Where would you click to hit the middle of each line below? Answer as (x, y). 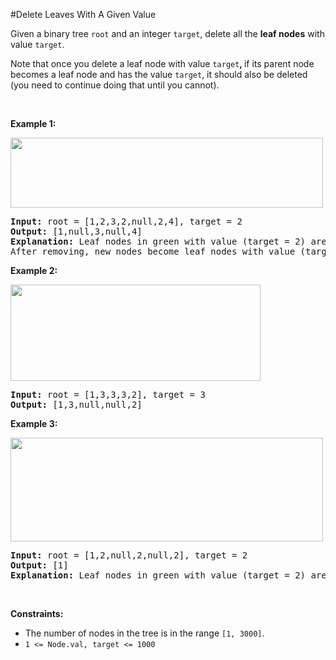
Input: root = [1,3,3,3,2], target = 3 (108, 394)
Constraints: (37, 613)
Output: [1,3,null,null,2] (76, 404)
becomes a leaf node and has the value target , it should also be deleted (159, 74)
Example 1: (33, 123)
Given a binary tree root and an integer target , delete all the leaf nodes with (167, 33)
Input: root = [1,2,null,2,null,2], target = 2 (129, 555)
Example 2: (34, 270)
